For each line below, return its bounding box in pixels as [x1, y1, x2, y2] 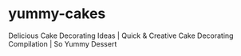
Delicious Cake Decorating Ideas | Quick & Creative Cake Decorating [8, 31, 234, 40]
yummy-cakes [8, 5, 106, 23]
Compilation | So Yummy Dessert [8, 39, 117, 48]
